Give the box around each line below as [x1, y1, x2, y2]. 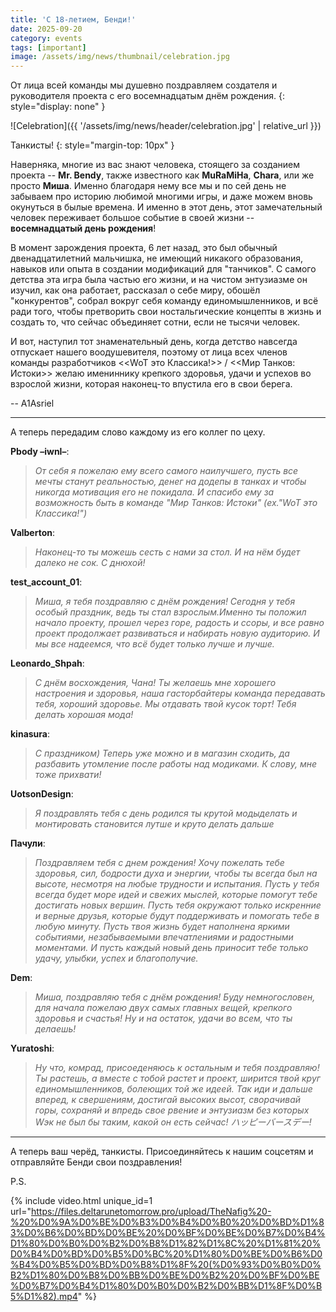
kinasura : [10, 728, 50, 740]
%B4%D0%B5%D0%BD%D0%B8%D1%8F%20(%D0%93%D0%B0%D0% [10, 1259, 322, 1271]
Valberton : [10, 527, 56, 539]
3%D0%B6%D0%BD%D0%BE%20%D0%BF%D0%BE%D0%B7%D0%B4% [10, 1227, 326, 1239]
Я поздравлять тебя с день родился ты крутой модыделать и [34, 807, 298, 820]
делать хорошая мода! [34, 709, 134, 721]
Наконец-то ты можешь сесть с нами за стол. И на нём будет [34, 546, 301, 558]
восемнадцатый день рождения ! [10, 222, 157, 235]
